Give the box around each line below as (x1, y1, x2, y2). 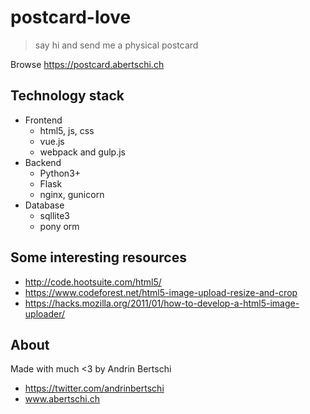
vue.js (39, 135, 65, 147)
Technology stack (10, 87, 125, 105)
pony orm (39, 220, 80, 232)
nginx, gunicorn (39, 188, 105, 200)
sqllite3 (39, 209, 70, 221)
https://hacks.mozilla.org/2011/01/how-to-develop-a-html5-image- (24, 297, 300, 309)
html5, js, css (39, 124, 95, 136)
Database (24, 199, 65, 211)
